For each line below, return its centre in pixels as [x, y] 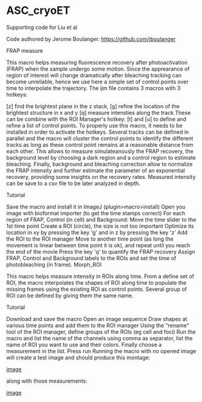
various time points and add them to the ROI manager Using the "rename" [98, 325]
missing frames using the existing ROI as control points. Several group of [97, 289]
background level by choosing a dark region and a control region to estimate [101, 157]
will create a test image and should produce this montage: [78, 357]
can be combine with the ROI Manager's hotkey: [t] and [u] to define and [96, 119]
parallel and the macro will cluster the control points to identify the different [100, 138]
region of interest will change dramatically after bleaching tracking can [94, 75]
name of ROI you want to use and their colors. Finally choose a [84, 345]
